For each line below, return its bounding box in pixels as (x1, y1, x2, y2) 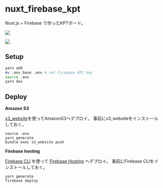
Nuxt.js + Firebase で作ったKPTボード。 (5, 20, 86, 26)
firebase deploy (5, 178, 38, 183)
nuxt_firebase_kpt (5, 3, 81, 15)
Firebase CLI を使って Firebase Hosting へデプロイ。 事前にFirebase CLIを (5, 158, 155, 164)
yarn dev (5, 79, 23, 84)
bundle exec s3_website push (5, 140, 64, 145)
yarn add (5, 66, 23, 70)
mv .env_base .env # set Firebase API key (5, 70, 93, 75)
